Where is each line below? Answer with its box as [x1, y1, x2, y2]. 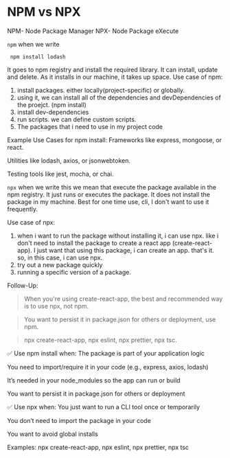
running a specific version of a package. [16, 268, 132, 276]
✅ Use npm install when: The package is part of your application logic [7, 349, 205, 357]
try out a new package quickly [16, 260, 103, 268]
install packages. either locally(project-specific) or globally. [16, 86, 185, 94]
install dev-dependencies [16, 108, 89, 116]
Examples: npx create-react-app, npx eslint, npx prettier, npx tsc [7, 443, 189, 451]
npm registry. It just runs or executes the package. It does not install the [7, 190, 211, 198]
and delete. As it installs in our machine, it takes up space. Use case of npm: [7, 73, 223, 81]
